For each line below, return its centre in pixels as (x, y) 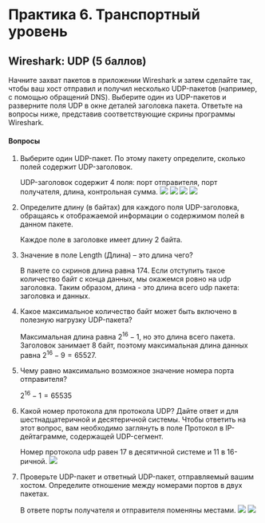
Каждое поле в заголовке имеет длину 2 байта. (101, 240)
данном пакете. (46, 224)
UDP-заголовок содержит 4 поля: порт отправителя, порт (119, 183)
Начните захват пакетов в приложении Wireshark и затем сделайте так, (131, 80)
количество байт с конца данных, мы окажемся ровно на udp (125, 279)
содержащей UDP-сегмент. (117, 437)
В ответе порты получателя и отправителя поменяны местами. (128, 510)
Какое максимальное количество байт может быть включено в (128, 312)
